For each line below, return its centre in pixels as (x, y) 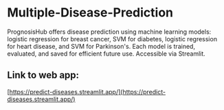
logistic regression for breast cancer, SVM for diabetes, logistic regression (112, 38)
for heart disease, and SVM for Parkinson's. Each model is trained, (101, 46)
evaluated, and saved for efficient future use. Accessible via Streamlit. (107, 54)
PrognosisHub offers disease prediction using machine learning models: (109, 32)
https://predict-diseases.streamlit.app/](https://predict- (88, 91)
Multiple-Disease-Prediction (90, 13)
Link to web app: (43, 75)
